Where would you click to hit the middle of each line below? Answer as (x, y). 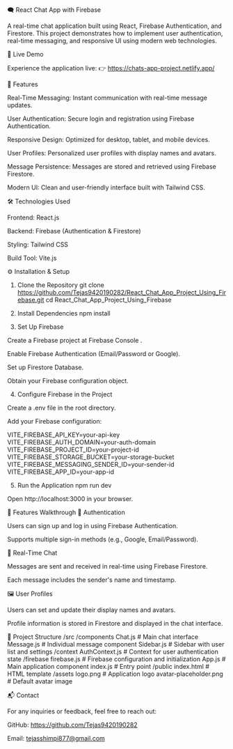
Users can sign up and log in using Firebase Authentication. (93, 526)
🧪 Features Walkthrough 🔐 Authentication (66, 512)
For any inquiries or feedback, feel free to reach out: (82, 711)
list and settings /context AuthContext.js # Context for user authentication (113, 651)
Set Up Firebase (40, 327)
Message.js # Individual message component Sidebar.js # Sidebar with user (116, 644)
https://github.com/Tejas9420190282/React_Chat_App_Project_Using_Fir (122, 292)
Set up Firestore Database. (46, 367)
